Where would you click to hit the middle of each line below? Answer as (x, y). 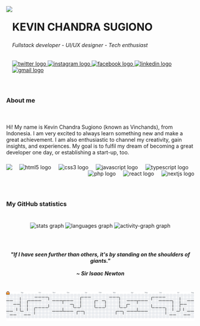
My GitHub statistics (36, 204)
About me (21, 100)
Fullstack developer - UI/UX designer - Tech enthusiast (80, 45)
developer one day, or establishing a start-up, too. (68, 153)
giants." (100, 260)
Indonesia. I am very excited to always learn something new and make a (95, 133)
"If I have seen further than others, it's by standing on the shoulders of (100, 254)
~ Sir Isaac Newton (100, 273)
